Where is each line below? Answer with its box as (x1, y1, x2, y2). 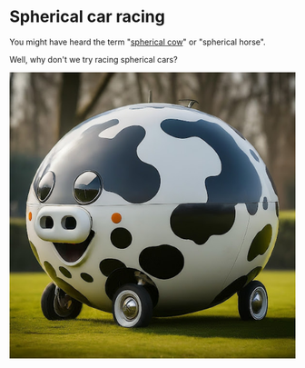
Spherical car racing (9, 6, 165, 27)
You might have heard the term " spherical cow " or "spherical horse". (9, 36, 266, 47)
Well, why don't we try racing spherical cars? (9, 54, 179, 65)
